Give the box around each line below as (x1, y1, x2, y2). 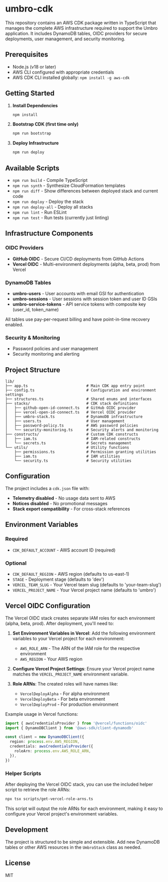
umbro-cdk (5, 3, 53, 15)
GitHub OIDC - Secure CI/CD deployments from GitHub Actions (12, 255, 144, 262)
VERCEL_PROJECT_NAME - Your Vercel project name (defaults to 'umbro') (12, 587, 156, 593)
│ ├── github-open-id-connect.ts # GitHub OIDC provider (5, 405, 136, 411)
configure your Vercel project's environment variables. (5, 810, 118, 817)
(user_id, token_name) (12, 306, 59, 312)
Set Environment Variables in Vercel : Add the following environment (12, 630, 155, 636)
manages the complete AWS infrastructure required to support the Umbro (5, 25, 158, 31)
